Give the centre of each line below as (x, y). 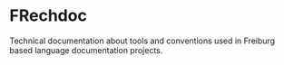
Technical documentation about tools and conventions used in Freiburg (142, 41)
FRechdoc (49, 16)
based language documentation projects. (86, 50)
